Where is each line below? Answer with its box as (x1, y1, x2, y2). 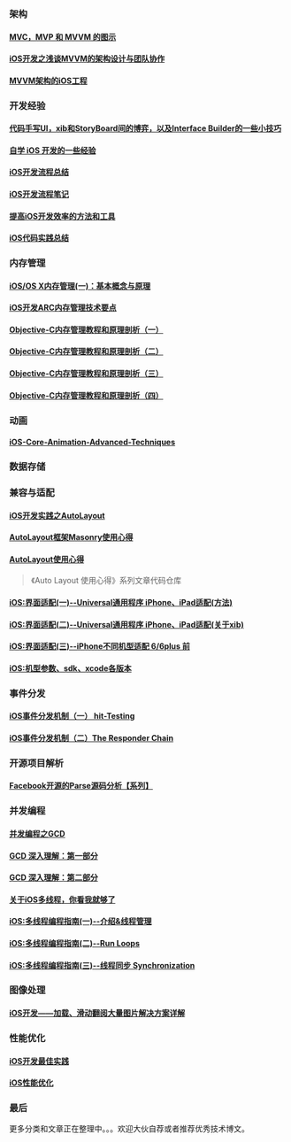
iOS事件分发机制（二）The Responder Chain (9, 732, 174, 743)
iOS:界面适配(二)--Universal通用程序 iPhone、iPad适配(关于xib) (9, 619, 245, 629)
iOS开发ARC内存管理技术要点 (9, 303, 117, 313)
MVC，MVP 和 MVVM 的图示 (9, 31, 117, 42)
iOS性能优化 (9, 1077, 54, 1088)
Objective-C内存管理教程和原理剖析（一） (9, 324, 164, 335)
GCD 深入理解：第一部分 (9, 850, 99, 860)
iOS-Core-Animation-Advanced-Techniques (9, 436, 176, 448)
